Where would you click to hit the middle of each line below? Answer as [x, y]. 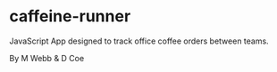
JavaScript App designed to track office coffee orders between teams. [139, 41]
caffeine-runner [70, 16]
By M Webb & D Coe [47, 58]
